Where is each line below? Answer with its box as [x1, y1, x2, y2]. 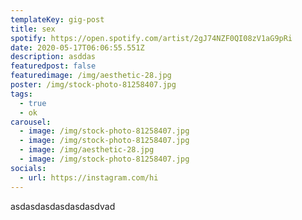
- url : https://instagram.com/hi [19, 172, 159, 183]
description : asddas [10, 52, 97, 62]
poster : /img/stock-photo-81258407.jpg [10, 80, 177, 90]
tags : [10, 89, 33, 99]
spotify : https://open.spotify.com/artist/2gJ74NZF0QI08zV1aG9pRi [10, 33, 293, 43]
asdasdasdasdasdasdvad [10, 200, 116, 212]
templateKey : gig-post [10, 14, 105, 25]
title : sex [10, 24, 56, 34]
